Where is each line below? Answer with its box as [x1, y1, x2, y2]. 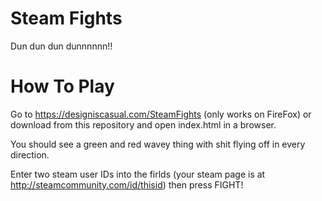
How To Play [10, 75, 115, 98]
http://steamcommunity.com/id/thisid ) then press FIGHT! [10, 178, 244, 191]
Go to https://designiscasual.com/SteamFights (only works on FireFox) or [10, 108, 312, 120]
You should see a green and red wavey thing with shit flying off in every [10, 138, 306, 150]
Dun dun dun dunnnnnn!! [10, 40, 113, 52]
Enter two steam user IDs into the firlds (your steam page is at [10, 168, 266, 180]
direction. [10, 148, 50, 161]
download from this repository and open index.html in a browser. [10, 118, 277, 131]
